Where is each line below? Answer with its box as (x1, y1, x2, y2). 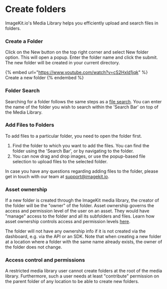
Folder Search (5, 87, 40, 94)
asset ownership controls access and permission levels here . (5, 219, 131, 225)
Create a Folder (5, 37, 43, 44)
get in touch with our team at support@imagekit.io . (5, 173, 110, 179)
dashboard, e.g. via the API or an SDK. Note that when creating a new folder (5, 234, 162, 240)
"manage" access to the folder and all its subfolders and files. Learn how (5, 213, 155, 219)
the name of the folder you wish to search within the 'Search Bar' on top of (5, 104, 159, 110)
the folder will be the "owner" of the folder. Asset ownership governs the (5, 203, 155, 209)
